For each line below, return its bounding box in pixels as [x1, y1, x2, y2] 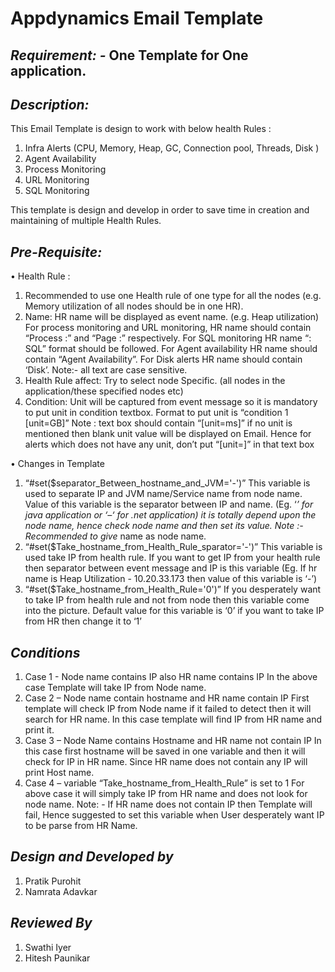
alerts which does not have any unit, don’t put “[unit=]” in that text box [24, 438, 315, 451]
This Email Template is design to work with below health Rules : [10, 123, 272, 135]
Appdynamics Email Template [10, 7, 264, 30]
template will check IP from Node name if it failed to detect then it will [24, 703, 312, 715]
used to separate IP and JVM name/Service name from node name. [24, 488, 303, 500]
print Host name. [24, 767, 95, 779]
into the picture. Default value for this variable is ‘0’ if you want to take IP [24, 605, 325, 617]
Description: [10, 96, 90, 113]
